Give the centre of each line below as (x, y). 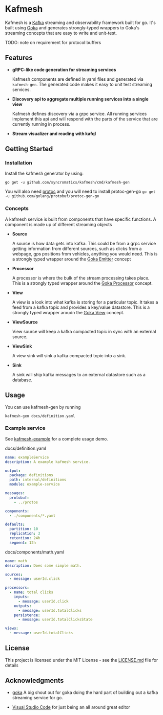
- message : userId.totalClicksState (55, 620)
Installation (19, 163)
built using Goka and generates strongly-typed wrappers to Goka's (72, 27)
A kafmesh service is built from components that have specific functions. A (81, 219)
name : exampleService (27, 457)
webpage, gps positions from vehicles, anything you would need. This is (85, 254)
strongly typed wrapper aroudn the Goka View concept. (68, 312)
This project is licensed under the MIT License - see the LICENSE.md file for (81, 660)
